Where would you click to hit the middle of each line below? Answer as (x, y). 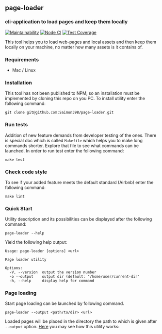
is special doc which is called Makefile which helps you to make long (74, 140)
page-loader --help (25, 233)
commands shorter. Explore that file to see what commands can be (72, 146)
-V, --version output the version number (53, 272)
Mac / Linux (24, 70)
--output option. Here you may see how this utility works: (62, 327)
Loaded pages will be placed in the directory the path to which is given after (81, 321)
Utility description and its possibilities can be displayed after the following (79, 219)
